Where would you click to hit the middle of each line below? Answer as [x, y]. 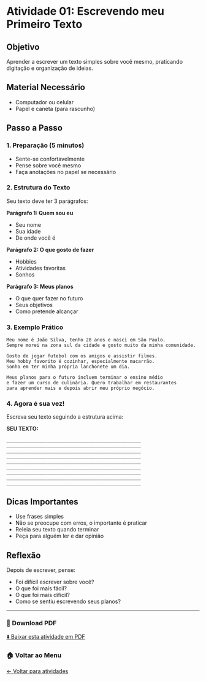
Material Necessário [46, 87]
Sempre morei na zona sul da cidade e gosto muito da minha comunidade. [101, 345]
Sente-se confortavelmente [50, 159]
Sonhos [25, 275]
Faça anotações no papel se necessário [66, 172]
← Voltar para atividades [37, 671]
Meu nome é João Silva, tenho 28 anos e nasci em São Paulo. [86, 340]
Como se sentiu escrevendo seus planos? [68, 601]
